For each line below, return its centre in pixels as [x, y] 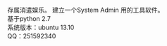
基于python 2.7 [29, 19]
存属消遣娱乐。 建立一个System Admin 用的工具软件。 [86, 10]
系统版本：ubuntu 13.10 [41, 28]
